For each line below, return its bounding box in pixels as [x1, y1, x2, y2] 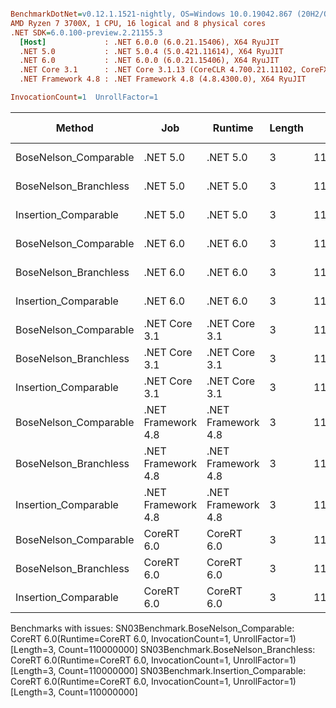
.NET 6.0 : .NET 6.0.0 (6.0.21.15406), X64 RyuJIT [19, 56, 280, 66]
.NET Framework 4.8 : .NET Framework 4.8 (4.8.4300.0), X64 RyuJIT [19, 74, 307, 85]
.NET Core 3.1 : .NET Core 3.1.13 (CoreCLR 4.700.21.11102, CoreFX [19, 65, 329, 75]
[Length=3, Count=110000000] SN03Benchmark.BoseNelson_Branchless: [10, 643, 316, 655]
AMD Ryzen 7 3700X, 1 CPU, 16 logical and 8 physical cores [10, 18, 267, 28]
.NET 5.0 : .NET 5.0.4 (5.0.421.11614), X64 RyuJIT [19, 46, 284, 56]
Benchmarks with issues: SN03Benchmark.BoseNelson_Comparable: [10, 622, 295, 634]
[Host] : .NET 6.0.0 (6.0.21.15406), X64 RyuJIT [19, 37, 280, 47]
